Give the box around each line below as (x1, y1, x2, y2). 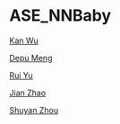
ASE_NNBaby (9, 5, 112, 26)
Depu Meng (9, 52, 53, 63)
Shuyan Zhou (9, 104, 59, 115)
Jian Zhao (9, 87, 47, 98)
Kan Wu (9, 35, 39, 46)
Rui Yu (9, 69, 33, 81)
